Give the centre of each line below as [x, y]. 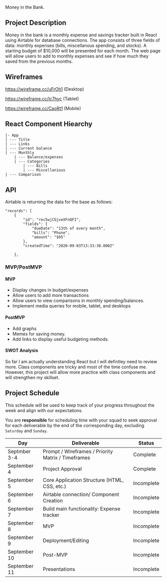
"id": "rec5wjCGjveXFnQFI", [52, 220]
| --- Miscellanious [44, 170]
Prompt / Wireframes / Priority [78, 451]
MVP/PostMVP [24, 267]
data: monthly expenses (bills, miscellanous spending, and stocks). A [76, 45]
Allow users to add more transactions [50, 295]
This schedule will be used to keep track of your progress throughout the [80, 405]
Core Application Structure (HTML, [83, 480]
